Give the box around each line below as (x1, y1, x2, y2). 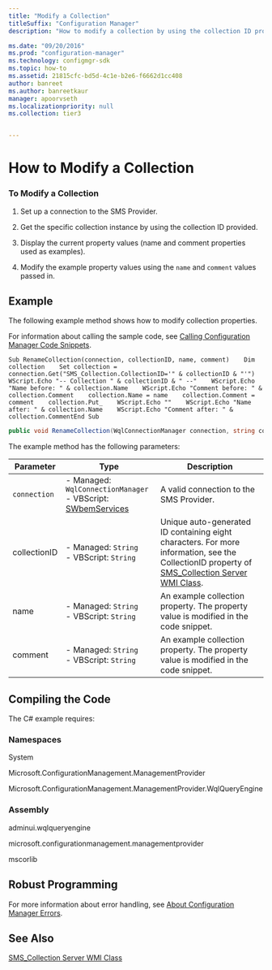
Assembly (8, 804, 49, 816)
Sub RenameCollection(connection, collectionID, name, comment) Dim (8, 356, 255, 364)
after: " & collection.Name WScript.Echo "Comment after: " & (8, 405, 233, 414)
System (8, 752, 34, 762)
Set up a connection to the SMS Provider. (19, 206, 158, 216)
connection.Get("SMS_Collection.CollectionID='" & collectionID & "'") (8, 370, 255, 379)
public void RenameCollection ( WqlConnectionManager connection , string (8, 427, 255, 435)
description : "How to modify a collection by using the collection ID (8, 27, 252, 35)
